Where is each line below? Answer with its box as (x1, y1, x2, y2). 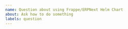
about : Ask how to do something (5, 12, 73, 17)
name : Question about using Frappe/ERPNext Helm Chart (5, 7, 123, 12)
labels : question (5, 16, 42, 21)
